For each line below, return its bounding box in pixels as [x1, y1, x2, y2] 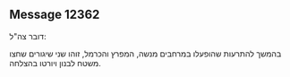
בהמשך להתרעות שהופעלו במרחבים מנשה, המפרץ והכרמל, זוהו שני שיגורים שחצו [9, 48, 282, 59]
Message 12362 [9, 7, 100, 22]
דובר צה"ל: [9, 30, 47, 41]
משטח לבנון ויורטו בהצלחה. [9, 57, 101, 68]
